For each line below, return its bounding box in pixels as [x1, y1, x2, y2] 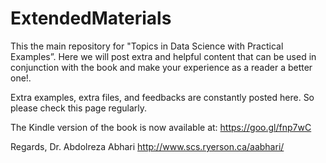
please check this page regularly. [10, 102, 148, 114]
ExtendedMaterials [10, 7, 172, 30]
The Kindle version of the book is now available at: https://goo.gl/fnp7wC [10, 121, 312, 133]
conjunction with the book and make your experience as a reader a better [10, 61, 313, 73]
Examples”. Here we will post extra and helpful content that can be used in [10, 50, 317, 62]
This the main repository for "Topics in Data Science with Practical [10, 40, 284, 52]
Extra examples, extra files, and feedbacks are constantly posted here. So [10, 91, 315, 103]
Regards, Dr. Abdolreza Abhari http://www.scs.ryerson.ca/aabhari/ [10, 140, 285, 152]
